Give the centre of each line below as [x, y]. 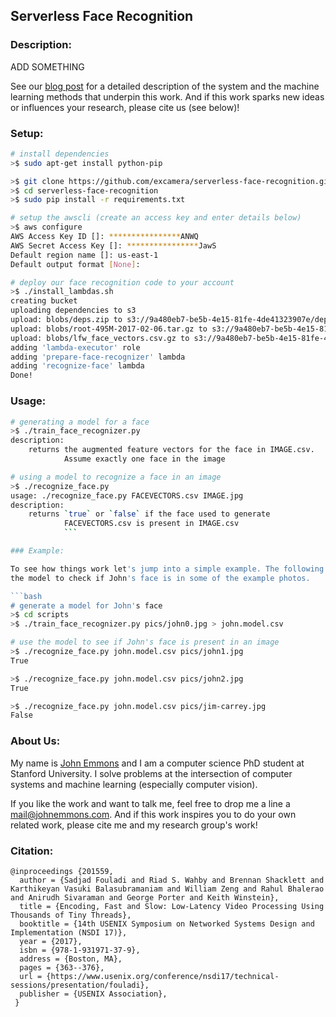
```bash [26, 596]
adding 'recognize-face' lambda [77, 366]
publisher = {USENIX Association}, [93, 994]
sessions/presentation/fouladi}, [80, 985]
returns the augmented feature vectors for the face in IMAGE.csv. [171, 450]
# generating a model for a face [80, 422]
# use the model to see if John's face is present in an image [145, 642]
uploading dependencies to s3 [73, 310]
